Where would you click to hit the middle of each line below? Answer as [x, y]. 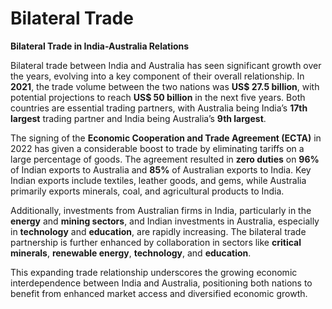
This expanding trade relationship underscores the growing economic [154, 272]
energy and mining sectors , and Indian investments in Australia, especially [165, 221]
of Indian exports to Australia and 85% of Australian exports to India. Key [161, 169]
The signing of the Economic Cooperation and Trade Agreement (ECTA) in [166, 138]
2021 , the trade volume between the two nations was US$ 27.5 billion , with [165, 86]
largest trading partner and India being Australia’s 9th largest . [138, 118]
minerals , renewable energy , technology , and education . [131, 253]
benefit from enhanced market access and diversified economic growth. [159, 293]
